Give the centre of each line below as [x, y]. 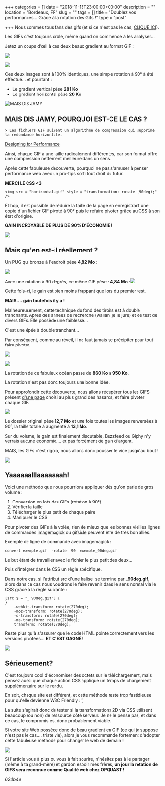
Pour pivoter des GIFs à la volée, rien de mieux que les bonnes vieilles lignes [82, 527]
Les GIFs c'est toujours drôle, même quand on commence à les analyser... [80, 37]
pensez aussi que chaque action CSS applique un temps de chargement [78, 681]
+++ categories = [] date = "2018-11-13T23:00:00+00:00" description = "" [80, 7]
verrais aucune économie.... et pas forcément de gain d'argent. [69, 441]
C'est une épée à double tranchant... [42, 330]
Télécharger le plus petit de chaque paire [54, 512]
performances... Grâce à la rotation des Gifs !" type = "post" [66, 17]
